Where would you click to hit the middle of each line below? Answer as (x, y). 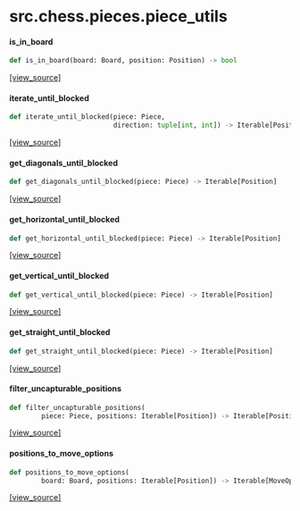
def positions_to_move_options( (69, 472)
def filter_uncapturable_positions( (77, 407)
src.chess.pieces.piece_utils (118, 17)
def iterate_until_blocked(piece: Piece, (87, 117)
